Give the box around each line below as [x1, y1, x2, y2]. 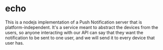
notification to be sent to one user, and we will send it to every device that [5, 35, 155, 41]
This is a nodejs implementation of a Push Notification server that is [5, 19, 142, 25]
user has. [5, 40, 24, 46]
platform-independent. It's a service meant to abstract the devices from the [5, 24, 159, 30]
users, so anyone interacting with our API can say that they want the [5, 29, 144, 35]
